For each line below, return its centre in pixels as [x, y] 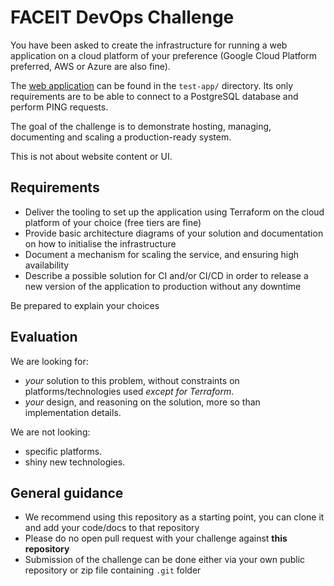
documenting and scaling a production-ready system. [121, 137]
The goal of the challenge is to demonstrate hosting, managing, [141, 126]
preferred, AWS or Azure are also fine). [90, 66]
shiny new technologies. [75, 462]
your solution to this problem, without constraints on [132, 380]
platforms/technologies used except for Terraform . [129, 391]
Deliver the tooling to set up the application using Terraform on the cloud [174, 212]
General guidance [67, 492]
